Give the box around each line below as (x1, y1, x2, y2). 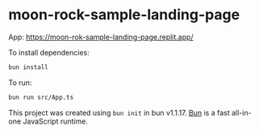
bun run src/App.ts (8, 93, 74, 101)
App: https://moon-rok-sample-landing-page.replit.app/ (8, 32, 194, 42)
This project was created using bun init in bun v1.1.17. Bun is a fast (8, 108, 230, 117)
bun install (8, 63, 48, 71)
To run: (8, 78, 32, 87)
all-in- (231, 108, 252, 117)
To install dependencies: (8, 47, 90, 57)
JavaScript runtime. (23, 116, 89, 126)
